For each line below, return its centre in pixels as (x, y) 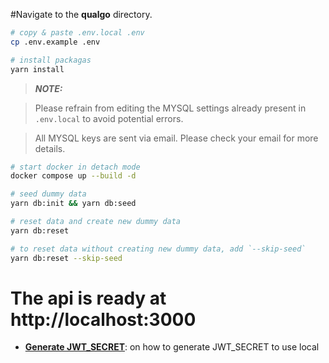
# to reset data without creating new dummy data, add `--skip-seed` (158, 249)
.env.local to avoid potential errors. (109, 118)
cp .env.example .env (55, 42)
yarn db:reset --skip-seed (66, 258)
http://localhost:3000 (103, 319)
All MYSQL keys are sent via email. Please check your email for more (176, 138)
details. (50, 148)
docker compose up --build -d (73, 176)
